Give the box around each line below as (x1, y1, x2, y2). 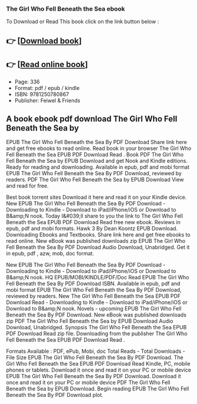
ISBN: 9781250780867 (14, 91, 69, 98)
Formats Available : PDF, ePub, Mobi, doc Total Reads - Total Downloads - (6, 348, 185, 355)
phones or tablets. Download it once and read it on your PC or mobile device (6, 366, 192, 373)
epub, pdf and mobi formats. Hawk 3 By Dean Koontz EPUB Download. (6, 225, 178, 232)
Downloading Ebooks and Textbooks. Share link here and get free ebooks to (6, 231, 191, 238)
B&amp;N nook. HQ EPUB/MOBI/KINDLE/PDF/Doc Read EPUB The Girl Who (6, 274, 189, 281)
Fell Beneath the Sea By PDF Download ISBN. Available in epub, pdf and (6, 280, 181, 287)
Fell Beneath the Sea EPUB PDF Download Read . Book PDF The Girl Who (6, 151, 184, 158)
